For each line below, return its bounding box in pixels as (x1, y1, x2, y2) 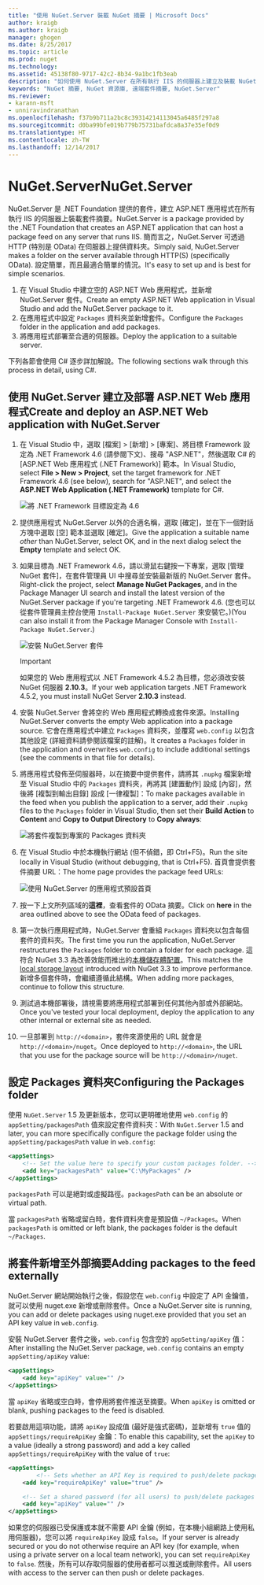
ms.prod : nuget (8, 56, 58, 64)
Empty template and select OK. (19, 545, 122, 555)
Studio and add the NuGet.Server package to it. (19, 304, 174, 313)
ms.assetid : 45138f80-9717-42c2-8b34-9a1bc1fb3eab (8, 70, 178, 78)
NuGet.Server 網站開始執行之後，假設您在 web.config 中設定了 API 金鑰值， (8, 1291, 253, 1301)
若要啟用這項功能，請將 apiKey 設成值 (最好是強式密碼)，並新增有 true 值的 (8, 1421, 251, 1431)
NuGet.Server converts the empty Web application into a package (19, 717, 233, 726)
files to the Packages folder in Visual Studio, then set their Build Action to (19, 806, 255, 815)
